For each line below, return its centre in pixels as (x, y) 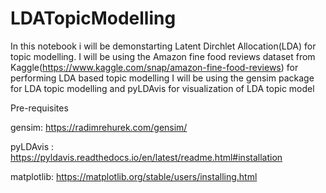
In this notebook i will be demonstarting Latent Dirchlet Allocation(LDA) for (163, 46)
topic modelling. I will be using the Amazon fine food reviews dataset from (163, 56)
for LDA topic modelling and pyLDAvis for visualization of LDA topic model (162, 88)
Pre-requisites (39, 108)
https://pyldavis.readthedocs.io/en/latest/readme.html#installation (146, 157)
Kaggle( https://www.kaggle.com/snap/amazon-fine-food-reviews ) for (154, 67)
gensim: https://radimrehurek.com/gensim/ (99, 127)
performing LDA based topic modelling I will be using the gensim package (162, 78)
